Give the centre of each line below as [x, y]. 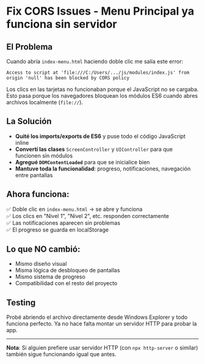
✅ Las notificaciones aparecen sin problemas [63, 223]
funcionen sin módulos [44, 155]
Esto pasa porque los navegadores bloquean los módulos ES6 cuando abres [102, 96]
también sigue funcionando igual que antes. [62, 354]
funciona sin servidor [62, 24]
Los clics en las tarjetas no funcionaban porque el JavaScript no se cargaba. [103, 89]
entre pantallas [34, 175]
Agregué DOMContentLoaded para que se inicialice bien [82, 162]
